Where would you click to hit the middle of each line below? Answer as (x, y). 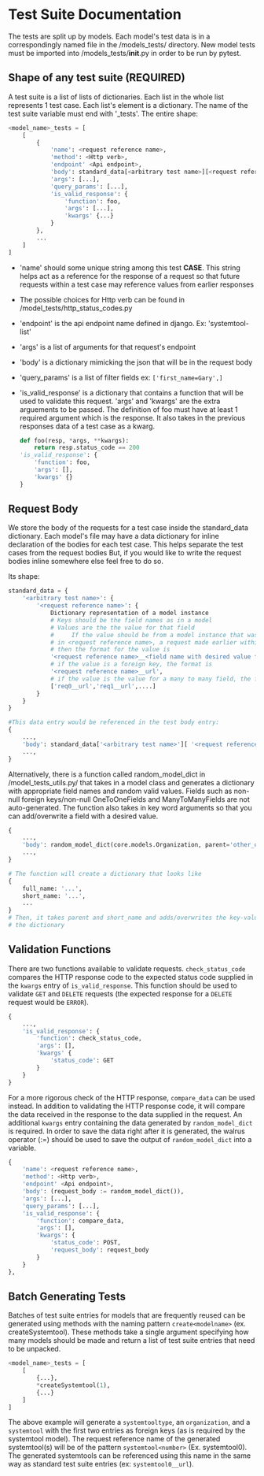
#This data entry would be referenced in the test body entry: (114, 722)
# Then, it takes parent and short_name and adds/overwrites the (117, 918)
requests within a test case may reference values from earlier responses (136, 284)
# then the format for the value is (110, 650)
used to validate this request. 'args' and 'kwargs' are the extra (120, 401)
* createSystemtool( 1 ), (73, 1385)
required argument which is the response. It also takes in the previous (132, 417)
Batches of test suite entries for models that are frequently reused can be (127, 1315)
